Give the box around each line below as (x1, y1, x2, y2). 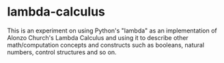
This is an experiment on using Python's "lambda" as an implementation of (7, 26, 217, 35)
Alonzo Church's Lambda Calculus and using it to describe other (7, 33, 189, 41)
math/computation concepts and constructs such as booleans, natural (7, 41, 205, 49)
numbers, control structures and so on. (7, 48, 117, 56)
